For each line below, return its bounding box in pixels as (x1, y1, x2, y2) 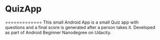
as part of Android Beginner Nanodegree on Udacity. (5, 29, 112, 35)
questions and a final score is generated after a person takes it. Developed (5, 24, 156, 30)
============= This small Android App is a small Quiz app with (5, 19, 139, 25)
